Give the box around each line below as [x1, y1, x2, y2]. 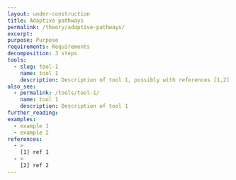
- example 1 [13, 122, 50, 130]
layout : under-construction [7, 10, 91, 18]
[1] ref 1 [20, 149, 50, 156]
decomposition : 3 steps [7, 50, 78, 57]
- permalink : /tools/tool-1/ [13, 89, 100, 96]
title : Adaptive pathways [7, 17, 84, 24]
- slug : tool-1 [13, 63, 59, 70]
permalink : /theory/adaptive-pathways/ [7, 23, 125, 30]
